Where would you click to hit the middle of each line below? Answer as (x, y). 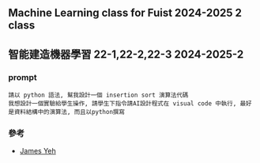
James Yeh (38, 151)
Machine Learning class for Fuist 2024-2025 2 (125, 13)
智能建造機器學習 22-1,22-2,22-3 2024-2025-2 (126, 54)
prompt (23, 77)
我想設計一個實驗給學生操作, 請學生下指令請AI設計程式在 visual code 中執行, (122, 104)
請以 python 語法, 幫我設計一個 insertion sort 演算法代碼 (98, 95)
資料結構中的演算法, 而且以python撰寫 (69, 112)
